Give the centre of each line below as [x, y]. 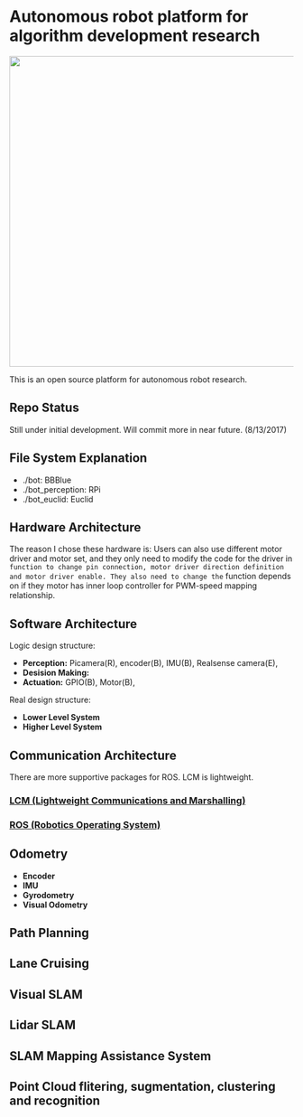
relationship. [32, 596]
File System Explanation [78, 458]
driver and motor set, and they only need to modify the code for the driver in [151, 558]
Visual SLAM [46, 995]
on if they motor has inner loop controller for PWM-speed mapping [133, 586]
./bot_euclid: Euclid [58, 499]
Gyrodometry [48, 895]
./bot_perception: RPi [61, 489]
